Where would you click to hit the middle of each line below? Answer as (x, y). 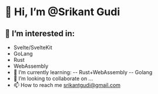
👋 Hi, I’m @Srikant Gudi (63, 12)
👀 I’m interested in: (40, 34)
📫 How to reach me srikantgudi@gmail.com (67, 85)
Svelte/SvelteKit (33, 47)
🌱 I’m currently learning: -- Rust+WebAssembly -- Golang (83, 72)
